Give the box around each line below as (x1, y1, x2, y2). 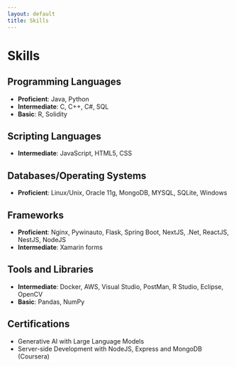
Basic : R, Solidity (17, 109, 67, 118)
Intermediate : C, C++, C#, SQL (17, 102, 109, 111)
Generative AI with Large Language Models (17, 336, 145, 345)
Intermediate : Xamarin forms (17, 243, 103, 251)
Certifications (7, 318, 70, 330)
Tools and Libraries (7, 263, 94, 275)
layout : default (7, 10, 55, 18)
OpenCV (17, 290, 43, 298)
